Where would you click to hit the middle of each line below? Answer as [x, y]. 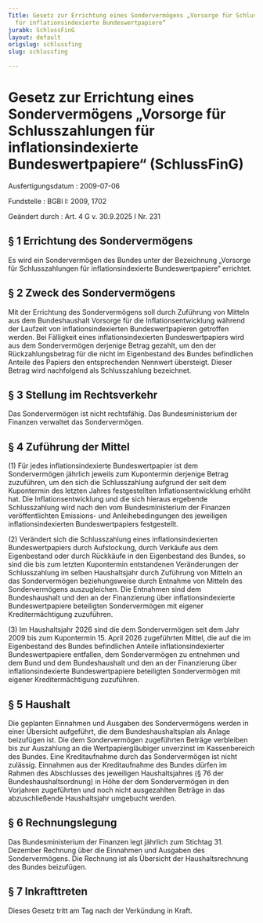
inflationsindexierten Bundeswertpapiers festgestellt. [93, 524]
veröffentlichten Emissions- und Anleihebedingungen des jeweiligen [118, 516]
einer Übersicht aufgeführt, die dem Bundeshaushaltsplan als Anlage [119, 731]
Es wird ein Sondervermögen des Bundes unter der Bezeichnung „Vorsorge [130, 260]
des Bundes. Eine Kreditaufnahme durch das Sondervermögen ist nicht [122, 757]
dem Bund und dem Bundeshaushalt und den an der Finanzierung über [122, 663]
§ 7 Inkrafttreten [48, 892]
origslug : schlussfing [45, 45]
